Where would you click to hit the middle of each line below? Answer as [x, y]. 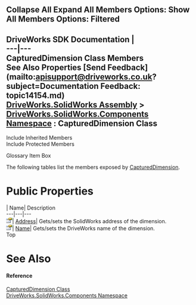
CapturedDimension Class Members [75, 58]
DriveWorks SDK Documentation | [70, 39]
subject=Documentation [53, 86]
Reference [19, 275]
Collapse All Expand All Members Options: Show [98, 10]
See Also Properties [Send [56, 67]
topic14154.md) [35, 95]
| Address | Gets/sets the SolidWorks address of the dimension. [89, 221]
